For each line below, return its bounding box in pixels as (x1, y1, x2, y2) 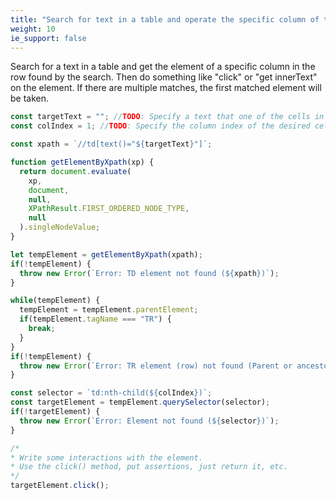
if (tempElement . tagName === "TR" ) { (19, 314, 172, 325)
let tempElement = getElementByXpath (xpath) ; (10, 249, 203, 260)
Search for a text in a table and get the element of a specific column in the (10, 61, 316, 73)
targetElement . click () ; (10, 481, 110, 491)
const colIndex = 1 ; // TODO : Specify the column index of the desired (10, 121, 311, 131)
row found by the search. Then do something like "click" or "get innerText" (10, 71, 318, 83)
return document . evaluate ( (19, 166, 132, 176)
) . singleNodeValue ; (19, 222, 101, 233)
